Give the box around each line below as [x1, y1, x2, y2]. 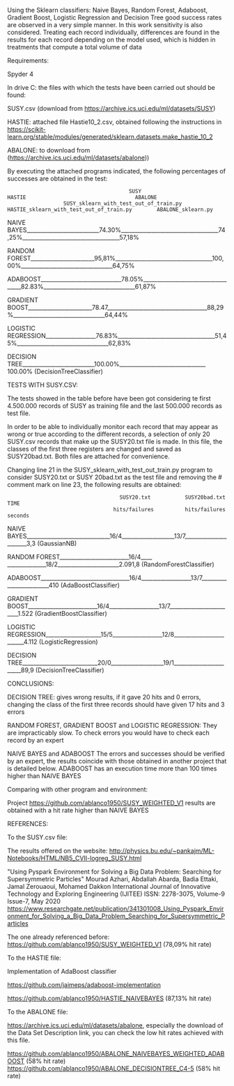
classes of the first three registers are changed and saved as [7, 445, 182, 453]
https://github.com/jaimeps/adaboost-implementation [7, 981, 162, 988]
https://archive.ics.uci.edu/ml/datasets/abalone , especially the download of [7, 1021, 224, 1030]
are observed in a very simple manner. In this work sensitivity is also [7, 21, 203, 29]
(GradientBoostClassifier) [34, 610, 108, 617]
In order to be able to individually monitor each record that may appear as [7, 423, 219, 430]
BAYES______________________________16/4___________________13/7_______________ [7, 532, 227, 540]
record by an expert [7, 736, 64, 744]
